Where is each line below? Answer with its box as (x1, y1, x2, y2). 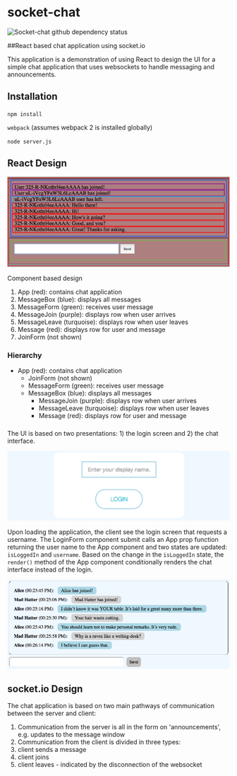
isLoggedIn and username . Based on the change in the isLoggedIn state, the (7, 550, 224, 559)
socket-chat (7, 4, 80, 21)
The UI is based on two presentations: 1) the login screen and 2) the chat (7, 429, 219, 437)
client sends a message (17, 746, 87, 754)
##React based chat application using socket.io (7, 41, 146, 50)
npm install (7, 110, 42, 117)
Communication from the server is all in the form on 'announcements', (17, 723, 221, 731)
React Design (7, 157, 67, 170)
